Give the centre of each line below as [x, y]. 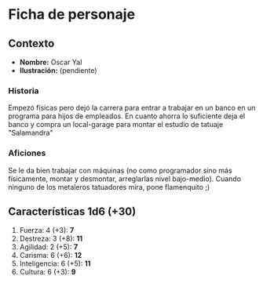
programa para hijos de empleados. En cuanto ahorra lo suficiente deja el [127, 116]
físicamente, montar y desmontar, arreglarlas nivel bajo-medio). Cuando [125, 179]
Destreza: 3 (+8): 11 [51, 239]
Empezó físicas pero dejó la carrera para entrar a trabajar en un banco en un [132, 108]
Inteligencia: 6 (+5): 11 [55, 263]
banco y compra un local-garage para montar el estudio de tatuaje [116, 125]
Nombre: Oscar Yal [51, 62]
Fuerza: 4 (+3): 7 [47, 230]
